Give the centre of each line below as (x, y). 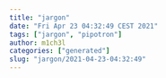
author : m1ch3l (38, 43)
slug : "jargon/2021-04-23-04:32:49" (78, 59)
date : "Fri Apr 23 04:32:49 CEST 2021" (84, 26)
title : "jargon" (39, 17)
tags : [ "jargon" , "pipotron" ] (66, 34)
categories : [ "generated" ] (60, 51)
